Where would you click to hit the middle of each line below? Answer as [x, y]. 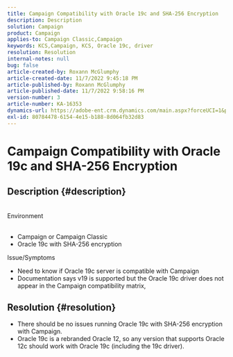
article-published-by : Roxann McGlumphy [67, 85]
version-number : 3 [34, 98]
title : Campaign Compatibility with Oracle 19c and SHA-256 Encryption [113, 14]
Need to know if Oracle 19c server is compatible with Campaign [108, 271]
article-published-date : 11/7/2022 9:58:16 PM [76, 91]
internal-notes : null [38, 59]
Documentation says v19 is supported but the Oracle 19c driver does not [120, 278]
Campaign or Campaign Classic [62, 236]
